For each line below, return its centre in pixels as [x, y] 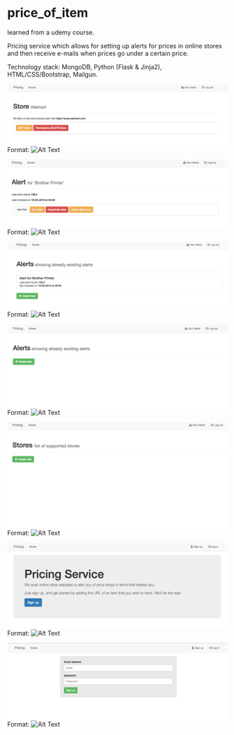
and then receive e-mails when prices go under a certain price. [98, 53]
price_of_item [48, 13]
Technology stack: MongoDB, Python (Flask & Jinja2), [85, 67]
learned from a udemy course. [51, 32]
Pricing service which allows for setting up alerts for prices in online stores [115, 46]
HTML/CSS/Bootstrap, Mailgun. [52, 74]
